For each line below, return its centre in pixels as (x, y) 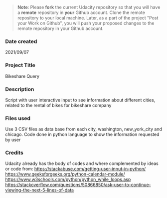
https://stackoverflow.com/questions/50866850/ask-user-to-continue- (78, 185)
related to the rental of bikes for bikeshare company (58, 105)
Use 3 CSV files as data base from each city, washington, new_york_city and (84, 129)
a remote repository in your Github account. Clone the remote (81, 12)
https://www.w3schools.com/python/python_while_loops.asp (68, 179)
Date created (21, 41)
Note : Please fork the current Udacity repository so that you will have (89, 7)
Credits (14, 153)
